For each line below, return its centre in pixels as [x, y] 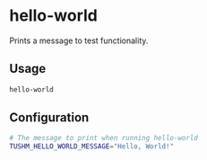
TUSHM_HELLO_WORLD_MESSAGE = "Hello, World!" [92, 147]
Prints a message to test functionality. [79, 40]
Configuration [49, 118]
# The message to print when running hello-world [104, 138]
